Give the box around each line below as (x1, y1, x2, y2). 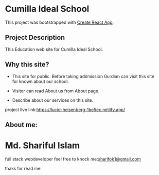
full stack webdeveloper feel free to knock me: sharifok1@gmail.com (5, 156, 141, 162)
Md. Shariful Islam (5, 140, 80, 151)
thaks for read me (5, 165, 41, 171)
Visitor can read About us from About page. (12, 88, 100, 94)
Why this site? (5, 61, 50, 69)
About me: (5, 120, 38, 129)
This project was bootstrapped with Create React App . (5, 19, 114, 25)
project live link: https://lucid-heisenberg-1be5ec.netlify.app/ (5, 107, 125, 112)
